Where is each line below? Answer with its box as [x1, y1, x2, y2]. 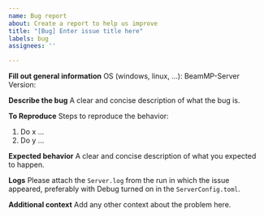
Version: [8, 80, 37, 90]
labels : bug [8, 34, 49, 43]
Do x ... [19, 127, 45, 137]
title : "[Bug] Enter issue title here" [8, 27, 144, 35]
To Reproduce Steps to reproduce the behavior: [8, 111, 169, 121]
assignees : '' [8, 42, 57, 50]
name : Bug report [8, 11, 67, 20]
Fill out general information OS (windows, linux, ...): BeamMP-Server [8, 71, 240, 81]
